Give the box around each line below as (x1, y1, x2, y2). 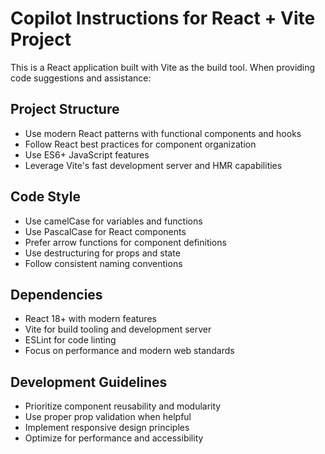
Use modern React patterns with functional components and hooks (24, 127, 302, 139)
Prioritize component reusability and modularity (24, 400, 222, 412)
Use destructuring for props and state (24, 247, 181, 259)
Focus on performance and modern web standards (24, 345, 235, 357)
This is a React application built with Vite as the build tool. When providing (10, 61, 316, 73)
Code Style (10, 188, 81, 206)
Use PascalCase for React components (24, 225, 187, 237)
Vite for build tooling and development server (24, 323, 212, 336)
